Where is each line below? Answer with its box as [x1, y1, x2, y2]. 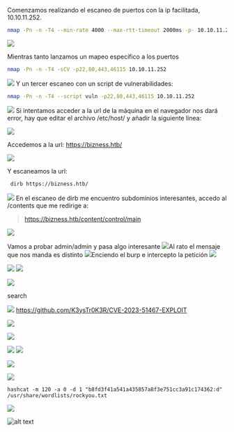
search [7, 291, 27, 300]
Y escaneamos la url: [7, 167, 68, 175]
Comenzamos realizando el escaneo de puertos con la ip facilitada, [7, 6, 201, 14]
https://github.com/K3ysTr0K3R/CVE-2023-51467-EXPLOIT [15, 306, 187, 314]
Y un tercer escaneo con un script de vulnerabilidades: [15, 79, 173, 88]
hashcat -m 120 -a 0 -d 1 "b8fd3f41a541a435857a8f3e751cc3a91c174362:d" [7, 386, 223, 393]
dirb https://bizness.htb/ [10, 180, 89, 187]
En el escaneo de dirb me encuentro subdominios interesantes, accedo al [15, 194, 227, 202]
